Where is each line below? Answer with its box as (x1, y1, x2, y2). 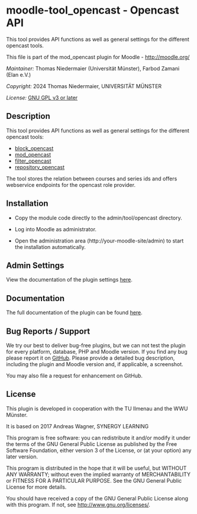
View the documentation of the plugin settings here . (6, 276, 133, 283)
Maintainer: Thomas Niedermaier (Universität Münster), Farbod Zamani (6, 64, 180, 72)
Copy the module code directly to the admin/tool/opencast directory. (14, 214, 182, 221)
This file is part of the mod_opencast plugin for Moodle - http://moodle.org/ (6, 53, 190, 60)
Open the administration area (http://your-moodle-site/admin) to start (14, 237, 184, 244)
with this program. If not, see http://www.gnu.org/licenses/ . (6, 501, 151, 508)
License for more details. (6, 483, 67, 490)
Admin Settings (6, 260, 64, 270)
